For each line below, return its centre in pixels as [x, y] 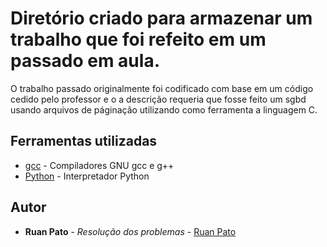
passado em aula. [85, 61]
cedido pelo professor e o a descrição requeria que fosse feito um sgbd [158, 99]
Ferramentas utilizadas [84, 141]
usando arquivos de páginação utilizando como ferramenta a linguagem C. [164, 109]
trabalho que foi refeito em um [138, 39]
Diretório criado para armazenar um [161, 18]
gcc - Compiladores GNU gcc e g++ [99, 165]
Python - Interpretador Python [87, 176]
